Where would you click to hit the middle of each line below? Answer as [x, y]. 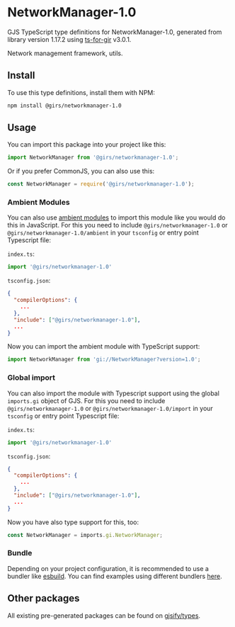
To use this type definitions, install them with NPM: [81, 92]
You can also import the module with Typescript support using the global [113, 393]
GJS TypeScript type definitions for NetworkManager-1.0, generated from [115, 32]
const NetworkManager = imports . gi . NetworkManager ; [85, 535]
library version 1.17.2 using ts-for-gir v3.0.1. [69, 39]
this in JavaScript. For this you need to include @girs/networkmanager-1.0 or [117, 225]
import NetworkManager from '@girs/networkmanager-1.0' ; [93, 158]
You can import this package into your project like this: [87, 145]
